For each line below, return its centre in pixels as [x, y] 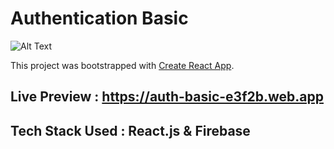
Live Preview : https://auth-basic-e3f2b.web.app [167, 97]
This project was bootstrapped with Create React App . [122, 65]
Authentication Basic [99, 18]
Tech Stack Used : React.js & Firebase [130, 130]
